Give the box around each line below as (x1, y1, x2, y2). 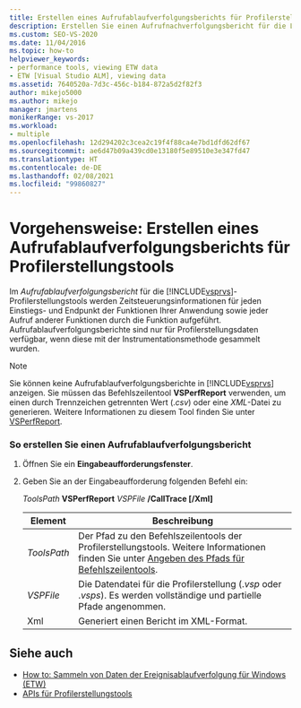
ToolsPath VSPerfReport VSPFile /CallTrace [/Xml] (21, 494, 213, 505)
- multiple (9, 130, 50, 139)
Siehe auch (9, 645, 73, 661)
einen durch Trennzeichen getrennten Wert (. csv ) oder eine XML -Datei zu (9, 397, 282, 408)
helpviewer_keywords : (9, 55, 90, 64)
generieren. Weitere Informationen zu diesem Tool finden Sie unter (9, 407, 255, 418)
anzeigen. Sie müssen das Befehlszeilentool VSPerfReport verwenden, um (9, 387, 287, 399)
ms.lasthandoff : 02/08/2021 (9, 171, 115, 180)
